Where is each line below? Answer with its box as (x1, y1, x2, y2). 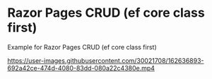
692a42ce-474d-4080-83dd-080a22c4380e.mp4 (7, 64, 155, 72)
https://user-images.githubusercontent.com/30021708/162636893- (7, 56, 204, 64)
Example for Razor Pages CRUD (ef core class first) (7, 43, 157, 51)
